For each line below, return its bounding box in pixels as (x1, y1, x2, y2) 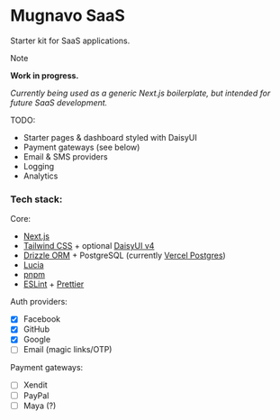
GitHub (23, 324, 50, 334)
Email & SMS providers (23, 151, 108, 162)
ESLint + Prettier (23, 278, 85, 289)
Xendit (23, 379, 48, 390)
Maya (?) (23, 400, 57, 411)
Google (23, 334, 51, 345)
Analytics (23, 170, 59, 181)
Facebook (23, 314, 61, 324)
